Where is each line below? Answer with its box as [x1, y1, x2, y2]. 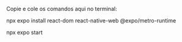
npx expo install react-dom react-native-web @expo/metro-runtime [6, 17, 177, 24]
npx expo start [6, 29, 43, 36]
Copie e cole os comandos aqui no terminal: [6, 5, 117, 12]
